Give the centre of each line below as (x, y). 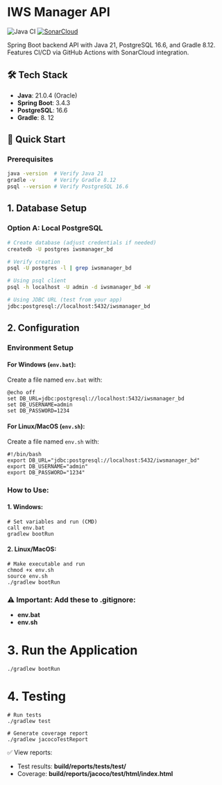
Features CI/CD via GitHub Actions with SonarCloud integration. (98, 52)
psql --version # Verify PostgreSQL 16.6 (68, 187)
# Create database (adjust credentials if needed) (82, 242)
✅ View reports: (30, 752)
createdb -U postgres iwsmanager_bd (60, 249)
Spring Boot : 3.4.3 (44, 102)
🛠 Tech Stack (37, 75)
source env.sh (28, 576)
